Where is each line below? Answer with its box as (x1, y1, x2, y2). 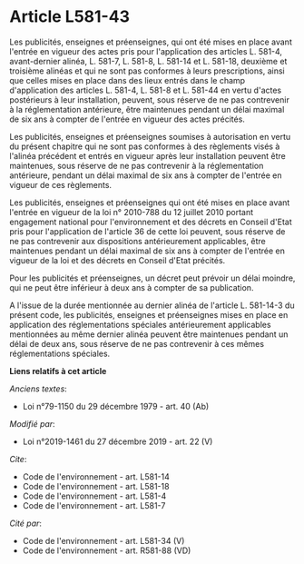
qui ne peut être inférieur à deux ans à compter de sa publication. (9, 282, 254, 292)
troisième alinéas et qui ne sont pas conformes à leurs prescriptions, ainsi (9, 65, 285, 76)
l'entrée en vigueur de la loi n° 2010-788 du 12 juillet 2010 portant (9, 206, 254, 217)
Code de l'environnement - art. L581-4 (22, 490, 167, 501)
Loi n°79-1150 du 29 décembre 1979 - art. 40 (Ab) (22, 401, 210, 411)
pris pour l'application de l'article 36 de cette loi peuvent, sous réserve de (9, 225, 286, 237)
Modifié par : (9, 418, 56, 429)
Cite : (9, 453, 27, 464)
